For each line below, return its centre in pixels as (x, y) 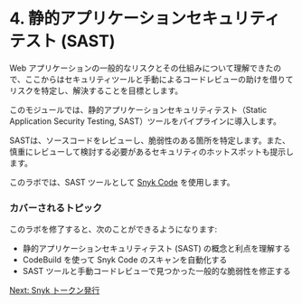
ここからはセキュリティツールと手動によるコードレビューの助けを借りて (159, 79)
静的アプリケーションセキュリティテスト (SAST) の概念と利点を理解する (156, 249)
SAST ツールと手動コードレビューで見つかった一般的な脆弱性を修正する (156, 271)
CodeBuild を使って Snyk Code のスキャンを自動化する (125, 260)
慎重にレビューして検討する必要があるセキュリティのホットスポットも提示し (151, 151)
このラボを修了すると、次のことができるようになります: (113, 229)
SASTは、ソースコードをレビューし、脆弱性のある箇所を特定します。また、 (150, 140)
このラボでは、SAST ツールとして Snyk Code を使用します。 (122, 182)
